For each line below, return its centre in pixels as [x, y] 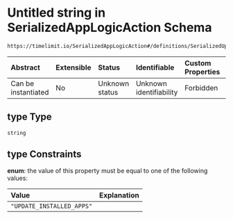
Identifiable [155, 67]
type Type [29, 117]
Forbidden [201, 88]
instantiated [30, 92]
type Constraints [44, 154]
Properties [202, 72]
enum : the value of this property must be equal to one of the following [107, 171]
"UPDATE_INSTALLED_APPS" [52, 206]
